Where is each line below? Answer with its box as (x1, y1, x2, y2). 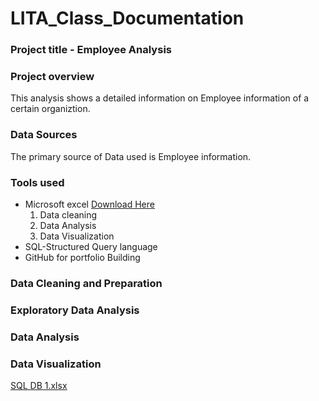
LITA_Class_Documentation (10, 7, 245, 30)
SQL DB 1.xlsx (10, 380, 68, 392)
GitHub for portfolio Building (24, 252, 141, 263)
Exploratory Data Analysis (10, 303, 140, 317)
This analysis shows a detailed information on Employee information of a (10, 92, 310, 104)
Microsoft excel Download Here (24, 198, 155, 210)
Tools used (10, 175, 65, 189)
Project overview (10, 70, 95, 84)
